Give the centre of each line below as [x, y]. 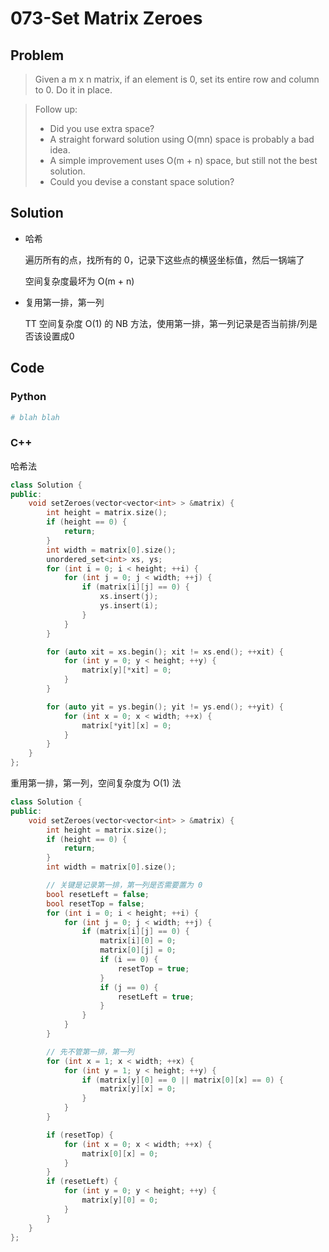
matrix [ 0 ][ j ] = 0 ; [138, 950]
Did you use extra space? [102, 128]
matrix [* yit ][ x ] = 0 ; [126, 725]
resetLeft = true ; [156, 997]
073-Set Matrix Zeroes [106, 18]
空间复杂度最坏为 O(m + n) [79, 281]
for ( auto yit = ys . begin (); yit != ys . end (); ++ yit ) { [165, 707]
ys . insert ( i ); [129, 606]
